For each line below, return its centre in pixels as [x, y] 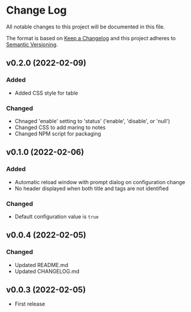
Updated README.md [41, 265]
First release [30, 304]
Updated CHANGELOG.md [47, 271]
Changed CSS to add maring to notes [60, 127]
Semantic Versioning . [32, 44]
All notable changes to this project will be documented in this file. [86, 27]
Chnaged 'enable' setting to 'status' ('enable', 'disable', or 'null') [92, 121]
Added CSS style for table [46, 93]
